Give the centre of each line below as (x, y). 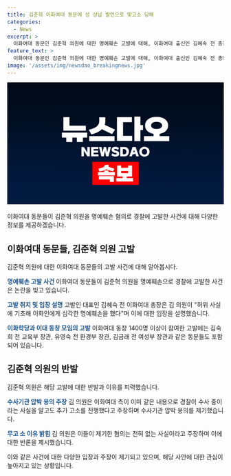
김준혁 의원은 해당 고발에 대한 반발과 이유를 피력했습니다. (83, 387)
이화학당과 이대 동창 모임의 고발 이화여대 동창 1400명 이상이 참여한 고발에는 (108, 328)
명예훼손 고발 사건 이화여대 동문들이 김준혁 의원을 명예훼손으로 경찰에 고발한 (109, 281)
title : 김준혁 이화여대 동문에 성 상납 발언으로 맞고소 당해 (80, 14)
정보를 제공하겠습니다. (37, 225)
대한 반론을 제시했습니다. (40, 442)
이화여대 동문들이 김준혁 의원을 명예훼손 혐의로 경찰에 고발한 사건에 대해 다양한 (113, 217)
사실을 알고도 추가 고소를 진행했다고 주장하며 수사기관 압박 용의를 (107, 410)
